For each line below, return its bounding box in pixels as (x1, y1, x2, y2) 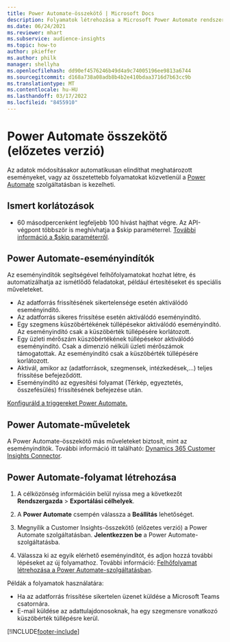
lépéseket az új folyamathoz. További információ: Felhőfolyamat (16, 558, 197, 567)
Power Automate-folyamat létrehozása (7, 472, 177, 483)
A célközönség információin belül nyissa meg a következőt (16, 490, 183, 498)
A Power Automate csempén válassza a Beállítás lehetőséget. (16, 511, 194, 519)
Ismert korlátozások (7, 200, 94, 212)
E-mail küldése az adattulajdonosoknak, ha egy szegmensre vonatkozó (16, 607, 218, 615)
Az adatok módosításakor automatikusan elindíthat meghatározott (7, 166, 193, 174)
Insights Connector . (7, 452, 63, 460)
